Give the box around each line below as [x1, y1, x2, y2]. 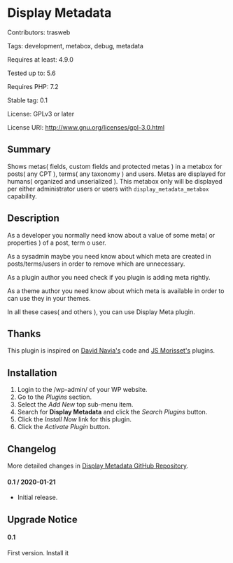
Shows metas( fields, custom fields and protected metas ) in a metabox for [7, 162, 223, 170]
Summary [7, 144, 51, 156]
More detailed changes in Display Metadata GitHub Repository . [7, 461, 189, 470]
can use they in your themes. [7, 294, 91, 302]
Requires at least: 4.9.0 [7, 55, 73, 64]
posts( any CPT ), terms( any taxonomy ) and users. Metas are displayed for [7, 170, 226, 178]
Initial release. [17, 493, 58, 502]
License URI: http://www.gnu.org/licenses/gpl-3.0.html [7, 123, 165, 131]
